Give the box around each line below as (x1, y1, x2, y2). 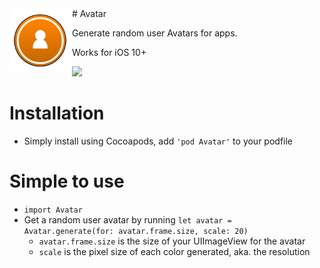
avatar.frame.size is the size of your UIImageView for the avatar (38, 235, 306, 247)
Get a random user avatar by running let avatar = (23, 213, 232, 226)
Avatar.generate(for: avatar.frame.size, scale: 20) (23, 226, 249, 236)
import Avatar (23, 205, 83, 215)
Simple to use (9, 170, 125, 193)
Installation (9, 102, 105, 125)
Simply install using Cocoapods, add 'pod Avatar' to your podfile (23, 135, 294, 147)
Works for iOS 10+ (72, 47, 147, 58)
